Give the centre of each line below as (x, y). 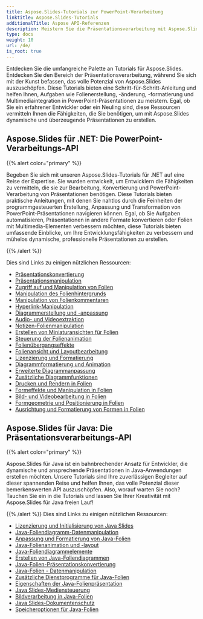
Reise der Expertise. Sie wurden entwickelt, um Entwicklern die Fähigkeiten (100, 181)
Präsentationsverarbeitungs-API (69, 437)
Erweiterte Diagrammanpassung (55, 370)
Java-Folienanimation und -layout (57, 545)
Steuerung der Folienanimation (53, 338)
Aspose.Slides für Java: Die (60, 428)
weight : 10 (20, 40)
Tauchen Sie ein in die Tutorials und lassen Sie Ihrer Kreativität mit (89, 496)
